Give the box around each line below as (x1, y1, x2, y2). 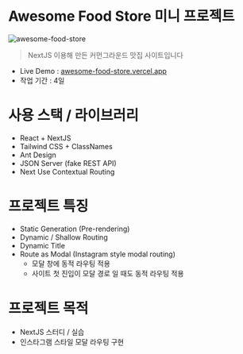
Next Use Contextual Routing (19, 167, 115, 176)
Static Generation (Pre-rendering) (19, 224, 130, 233)
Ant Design (19, 150, 57, 160)
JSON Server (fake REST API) (19, 158, 117, 167)
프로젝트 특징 (8, 198, 89, 215)
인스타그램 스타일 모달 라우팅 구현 (19, 337, 125, 346)
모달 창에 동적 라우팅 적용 (31, 259, 111, 268)
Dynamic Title (19, 240, 66, 250)
